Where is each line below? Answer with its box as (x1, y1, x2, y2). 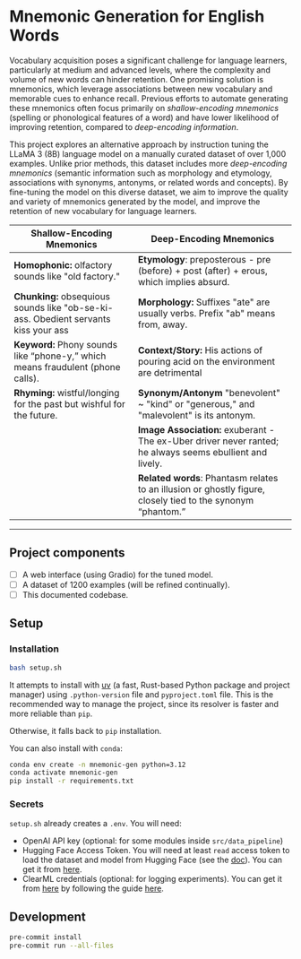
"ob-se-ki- (64, 301, 114, 314)
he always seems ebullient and (137, 445, 267, 458)
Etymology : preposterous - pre (137, 253, 271, 265)
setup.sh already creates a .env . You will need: (9, 818, 182, 829)
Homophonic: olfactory (13, 258, 113, 271)
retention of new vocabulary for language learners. (9, 205, 197, 216)
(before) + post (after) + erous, (137, 264, 269, 277)
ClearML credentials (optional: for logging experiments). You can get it (21, 874, 282, 885)
